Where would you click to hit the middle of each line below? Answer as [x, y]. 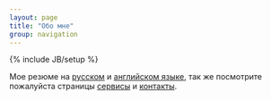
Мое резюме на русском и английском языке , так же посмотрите [136, 77]
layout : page [34, 17]
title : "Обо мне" [42, 26]
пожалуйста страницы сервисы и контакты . [93, 87]
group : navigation [44, 34]
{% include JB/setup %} [54, 60]
